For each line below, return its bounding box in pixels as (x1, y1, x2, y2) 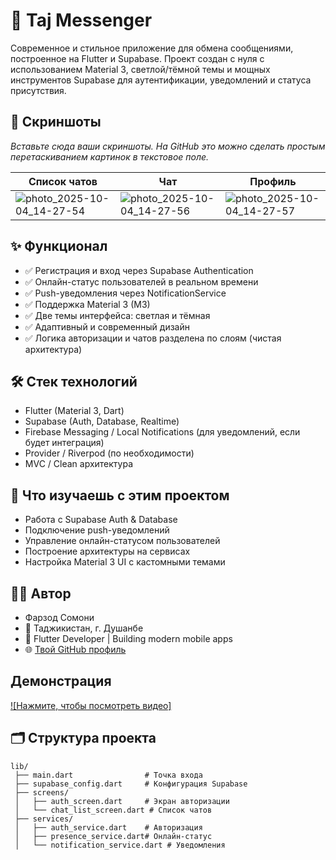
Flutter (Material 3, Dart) (24, 405, 125, 417)
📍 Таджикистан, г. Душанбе (24, 622, 144, 634)
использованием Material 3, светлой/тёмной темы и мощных (10, 63, 271, 75)
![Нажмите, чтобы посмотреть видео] (10, 699, 172, 711)
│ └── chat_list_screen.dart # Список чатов (14, 805, 213, 815)
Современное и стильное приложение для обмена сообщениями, (10, 42, 294, 54)
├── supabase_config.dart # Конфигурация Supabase (14, 779, 248, 789)
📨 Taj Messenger (10, 9, 153, 32)
